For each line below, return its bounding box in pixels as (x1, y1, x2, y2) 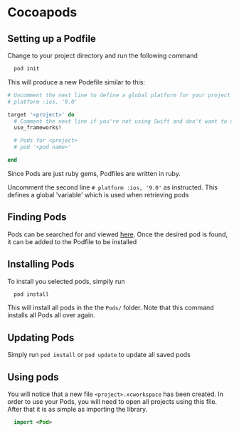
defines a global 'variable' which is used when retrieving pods (7, 190, 189, 199)
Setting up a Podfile (7, 33, 96, 45)
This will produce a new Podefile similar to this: (7, 77, 146, 86)
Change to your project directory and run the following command (7, 51, 198, 60)
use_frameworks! (14, 124, 62, 131)
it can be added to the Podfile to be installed (7, 237, 137, 246)
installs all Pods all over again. (7, 311, 96, 319)
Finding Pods (7, 211, 67, 224)
